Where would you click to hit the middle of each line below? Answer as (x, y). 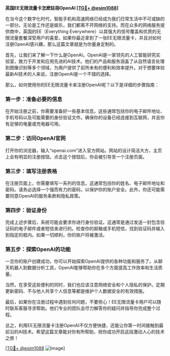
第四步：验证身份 (26, 210)
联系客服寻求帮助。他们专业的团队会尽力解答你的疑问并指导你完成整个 (82, 308)
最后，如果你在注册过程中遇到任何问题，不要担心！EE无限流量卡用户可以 (81, 302)
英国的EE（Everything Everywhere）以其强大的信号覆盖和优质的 (90, 31)
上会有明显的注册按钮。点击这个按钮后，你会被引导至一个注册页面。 (76, 156)
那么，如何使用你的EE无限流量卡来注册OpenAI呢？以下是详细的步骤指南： (82, 85)
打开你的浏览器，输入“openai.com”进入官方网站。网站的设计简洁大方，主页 (84, 150)
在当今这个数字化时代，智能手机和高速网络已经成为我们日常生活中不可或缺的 (85, 19)
